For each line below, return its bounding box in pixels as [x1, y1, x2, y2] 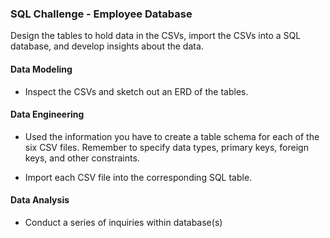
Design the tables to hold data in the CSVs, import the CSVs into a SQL [10, 30, 302, 42]
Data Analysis [10, 194, 70, 206]
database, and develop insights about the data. [10, 40, 204, 52]
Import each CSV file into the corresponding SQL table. [24, 171, 253, 183]
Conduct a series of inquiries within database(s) [24, 216, 223, 228]
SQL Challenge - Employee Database [10, 7, 193, 21]
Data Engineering [10, 108, 85, 121]
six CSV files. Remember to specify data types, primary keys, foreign [24, 141, 309, 153]
